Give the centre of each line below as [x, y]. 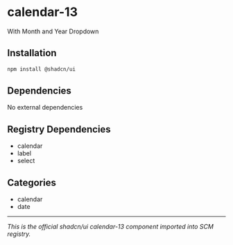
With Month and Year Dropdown [53, 31]
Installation [32, 53]
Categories [32, 182]
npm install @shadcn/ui [42, 69]
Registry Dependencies [59, 129]
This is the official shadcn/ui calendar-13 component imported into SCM [110, 227]
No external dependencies [45, 108]
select [26, 161]
